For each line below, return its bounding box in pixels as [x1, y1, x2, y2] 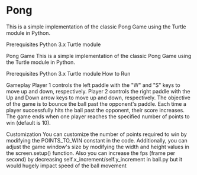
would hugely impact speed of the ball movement [6, 162, 127, 169]
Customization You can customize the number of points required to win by [6, 131, 188, 138]
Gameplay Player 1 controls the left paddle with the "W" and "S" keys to [6, 81, 180, 89]
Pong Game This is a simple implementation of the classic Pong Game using [6, 52, 192, 59]
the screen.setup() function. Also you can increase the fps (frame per [6, 149, 176, 157]
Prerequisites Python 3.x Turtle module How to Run [6, 70, 131, 77]
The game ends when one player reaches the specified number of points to [6, 113, 190, 120]
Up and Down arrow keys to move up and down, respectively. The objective [6, 94, 190, 101]
